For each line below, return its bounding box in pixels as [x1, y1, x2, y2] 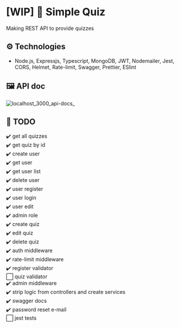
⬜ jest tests [6, 315, 37, 322]
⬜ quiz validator [6, 273, 48, 280]
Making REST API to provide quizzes [6, 25, 94, 32]
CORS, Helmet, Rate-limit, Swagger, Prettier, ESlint [14, 63, 137, 70]
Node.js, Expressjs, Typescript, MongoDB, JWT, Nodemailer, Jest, [14, 57, 175, 64]
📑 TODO [6, 117, 36, 127]
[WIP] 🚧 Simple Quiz [6, 5, 106, 19]
